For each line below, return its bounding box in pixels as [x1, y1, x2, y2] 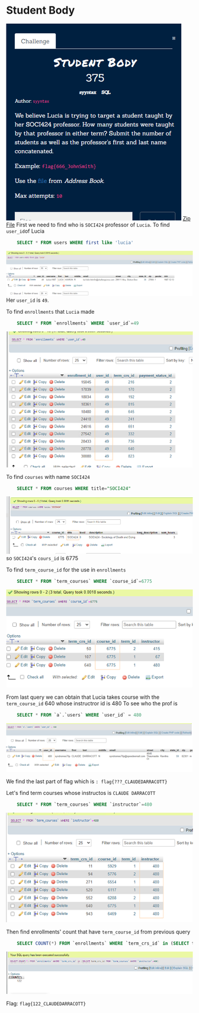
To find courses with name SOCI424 [6, 473, 90, 480]
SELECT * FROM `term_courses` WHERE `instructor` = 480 [17, 801, 152, 807]
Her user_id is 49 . [6, 296, 49, 304]
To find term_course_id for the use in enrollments [6, 566, 126, 573]
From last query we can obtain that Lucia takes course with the [6, 693, 160, 700]
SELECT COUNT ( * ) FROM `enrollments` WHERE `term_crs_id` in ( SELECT [17, 940, 190, 946]
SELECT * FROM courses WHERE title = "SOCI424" [17, 485, 131, 491]
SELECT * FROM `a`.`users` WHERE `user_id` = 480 [17, 712, 142, 718]
